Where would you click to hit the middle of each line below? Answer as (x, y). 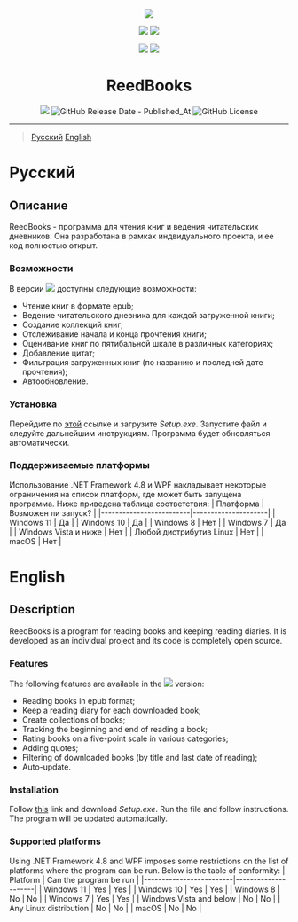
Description (42, 609)
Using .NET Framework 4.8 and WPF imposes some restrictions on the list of (149, 861)
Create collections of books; (74, 720)
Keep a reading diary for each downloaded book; (111, 711)
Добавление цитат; (59, 353)
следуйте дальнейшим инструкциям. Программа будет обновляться (140, 433)
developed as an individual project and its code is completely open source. (146, 640)
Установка (33, 404)
